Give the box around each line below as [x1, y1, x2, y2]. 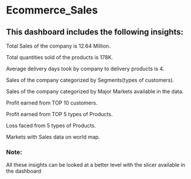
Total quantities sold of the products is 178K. [6, 54, 113, 60]
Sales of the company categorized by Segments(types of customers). [6, 77, 175, 83]
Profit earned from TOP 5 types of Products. [6, 111, 113, 117]
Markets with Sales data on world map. [6, 133, 100, 140]
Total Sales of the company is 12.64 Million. [6, 42, 111, 49]
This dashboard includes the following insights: [6, 27, 183, 37]
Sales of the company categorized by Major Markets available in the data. [6, 88, 184, 94]
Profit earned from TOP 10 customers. [6, 99, 98, 106]
